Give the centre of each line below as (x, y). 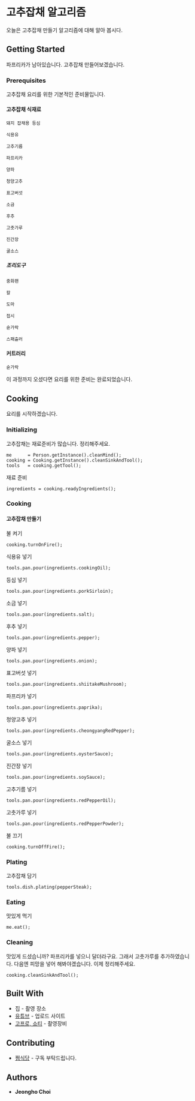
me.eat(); (19, 928)
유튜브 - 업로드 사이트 (40, 1016)
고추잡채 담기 (22, 875)
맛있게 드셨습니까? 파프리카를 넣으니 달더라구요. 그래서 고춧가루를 (83, 956)
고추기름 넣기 (22, 789)
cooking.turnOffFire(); (36, 847)
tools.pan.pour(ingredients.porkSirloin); (60, 591)
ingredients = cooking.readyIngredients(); (61, 489)
